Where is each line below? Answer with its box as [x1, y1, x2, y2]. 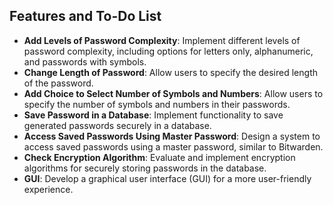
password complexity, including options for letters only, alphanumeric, [23, 45, 314, 57]
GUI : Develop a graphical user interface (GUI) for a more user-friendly [23, 172, 312, 184]
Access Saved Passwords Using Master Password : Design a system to [23, 130, 321, 142]
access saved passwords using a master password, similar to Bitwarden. [23, 140, 324, 153]
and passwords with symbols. [23, 55, 147, 68]
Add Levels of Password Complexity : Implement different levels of [23, 34, 301, 46]
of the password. [23, 77, 94, 89]
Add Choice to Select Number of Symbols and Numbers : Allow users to [23, 87, 324, 99]
